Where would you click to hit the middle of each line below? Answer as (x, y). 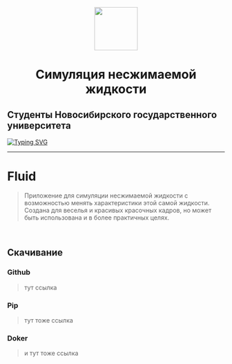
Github (19, 272)
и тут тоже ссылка (51, 353)
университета (39, 125)
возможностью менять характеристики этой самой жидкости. (117, 202)
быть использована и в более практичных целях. (97, 218)
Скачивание (35, 252)
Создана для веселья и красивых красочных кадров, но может (118, 210)
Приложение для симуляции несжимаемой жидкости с (106, 195)
